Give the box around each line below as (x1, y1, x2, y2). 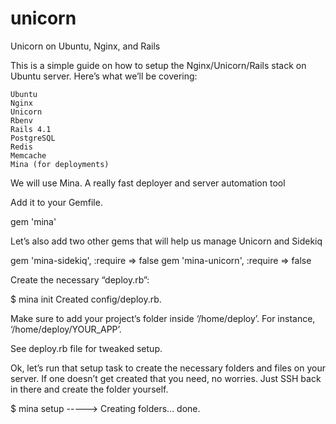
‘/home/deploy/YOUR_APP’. (10, 323, 122, 335)
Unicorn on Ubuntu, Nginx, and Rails (10, 40, 161, 52)
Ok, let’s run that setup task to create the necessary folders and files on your (10, 362, 326, 374)
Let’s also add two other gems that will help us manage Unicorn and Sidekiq (10, 235, 323, 247)
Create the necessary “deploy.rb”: (10, 273, 150, 286)
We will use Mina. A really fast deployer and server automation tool (10, 177, 286, 189)
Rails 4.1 (10, 124, 52, 134)
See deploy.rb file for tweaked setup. (10, 342, 163, 354)
